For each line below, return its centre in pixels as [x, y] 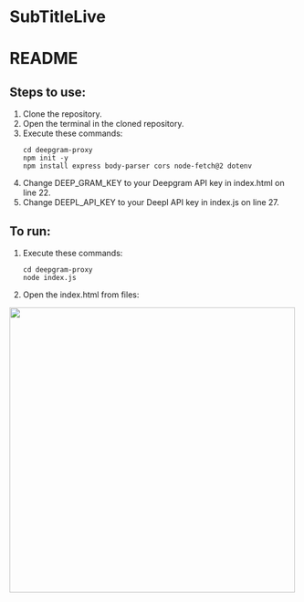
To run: [30, 231]
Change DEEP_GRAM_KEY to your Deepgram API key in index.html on [153, 183]
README [44, 59]
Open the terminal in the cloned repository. [103, 124]
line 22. [37, 192]
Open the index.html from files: [81, 295]
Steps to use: [48, 92]
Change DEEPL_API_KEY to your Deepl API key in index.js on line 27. [151, 202]
